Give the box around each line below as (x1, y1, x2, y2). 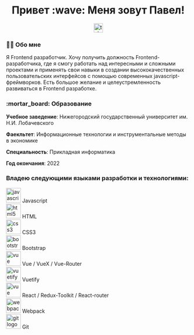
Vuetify (22, 276, 40, 283)
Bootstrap (22, 244, 46, 251)
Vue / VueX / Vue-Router (22, 260, 82, 267)
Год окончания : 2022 (6, 160, 60, 167)
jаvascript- (154, 73, 180, 80)
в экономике (6, 137, 38, 144)
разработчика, (6, 60, 43, 67)
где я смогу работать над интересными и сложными (43, 60, 176, 67)
